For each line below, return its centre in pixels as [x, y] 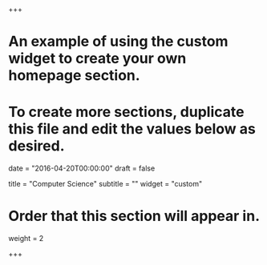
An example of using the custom [118, 42]
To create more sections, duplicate [126, 112]
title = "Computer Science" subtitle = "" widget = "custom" [105, 184]
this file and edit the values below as [132, 129]
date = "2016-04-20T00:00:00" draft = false [82, 168]
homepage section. [74, 76]
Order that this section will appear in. [134, 216]
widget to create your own [97, 59]
